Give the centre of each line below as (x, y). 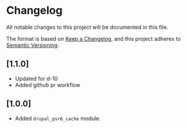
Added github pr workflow (47, 85)
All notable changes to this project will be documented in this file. (87, 27)
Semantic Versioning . (33, 45)
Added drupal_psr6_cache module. (58, 118)
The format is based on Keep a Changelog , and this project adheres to (93, 38)
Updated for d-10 (36, 78)
